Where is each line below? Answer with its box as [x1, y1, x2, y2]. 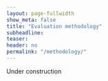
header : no [6, 42, 38, 49]
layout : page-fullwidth [6, 10, 75, 17]
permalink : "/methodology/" [6, 49, 87, 56]
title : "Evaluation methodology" [6, 23, 102, 30]
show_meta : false [6, 16, 56, 23]
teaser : [6, 36, 29, 43]
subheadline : [6, 29, 44, 36]
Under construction [6, 67, 62, 76]
